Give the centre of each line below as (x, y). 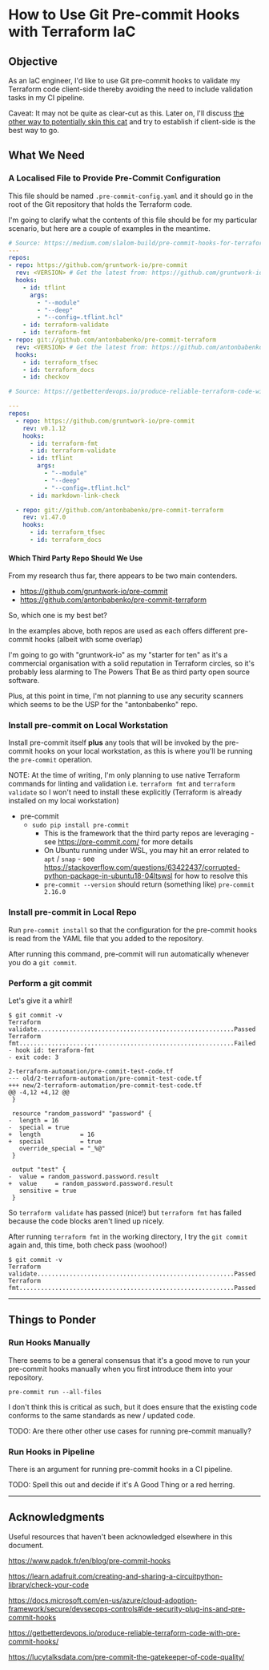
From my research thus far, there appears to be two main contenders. (123, 576)
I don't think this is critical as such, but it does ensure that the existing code (133, 1407)
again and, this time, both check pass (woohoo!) (88, 1245)
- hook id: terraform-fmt (51, 1051)
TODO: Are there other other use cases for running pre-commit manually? (130, 1431)
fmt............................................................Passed (132, 1288)
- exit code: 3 (34, 1057)
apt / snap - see (69, 859)
